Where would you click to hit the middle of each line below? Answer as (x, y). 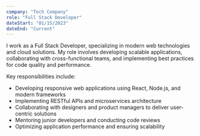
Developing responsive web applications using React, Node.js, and (98, 88)
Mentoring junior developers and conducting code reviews (88, 120)
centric (24, 114)
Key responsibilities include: (41, 76)
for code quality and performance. (49, 65)
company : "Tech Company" (37, 12)
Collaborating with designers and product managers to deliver (92, 107)
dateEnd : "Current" (31, 29)
